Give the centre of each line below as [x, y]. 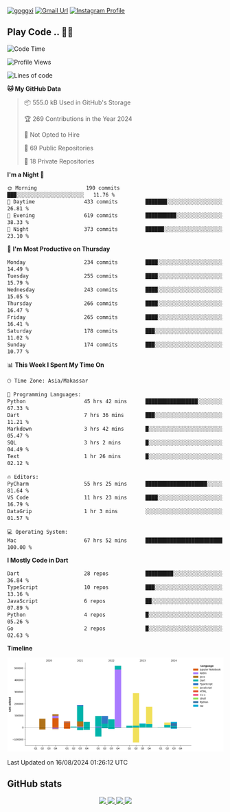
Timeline [20, 648]
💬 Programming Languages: [44, 394]
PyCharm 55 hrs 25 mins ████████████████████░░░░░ [115, 484]
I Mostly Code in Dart [38, 560]
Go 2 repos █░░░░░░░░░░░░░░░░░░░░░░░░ [115, 629]
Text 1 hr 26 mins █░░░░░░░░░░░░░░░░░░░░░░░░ [115, 456]
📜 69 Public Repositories [59, 148]
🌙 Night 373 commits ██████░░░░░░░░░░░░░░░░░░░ [115, 229]
